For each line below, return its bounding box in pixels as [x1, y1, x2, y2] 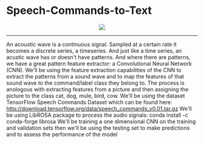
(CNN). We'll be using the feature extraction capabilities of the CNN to [6, 66, 182, 73]
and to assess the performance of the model [6, 131, 118, 138]
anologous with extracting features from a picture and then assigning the [6, 85, 189, 93]
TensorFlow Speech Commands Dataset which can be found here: [6, 98, 172, 106]
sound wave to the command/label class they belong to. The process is [6, 79, 185, 87]
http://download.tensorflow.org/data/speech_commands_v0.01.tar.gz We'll [6, 105, 192, 112]
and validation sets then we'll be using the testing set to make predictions [6, 124, 190, 131]
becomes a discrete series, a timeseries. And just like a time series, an [6, 47, 182, 54]
